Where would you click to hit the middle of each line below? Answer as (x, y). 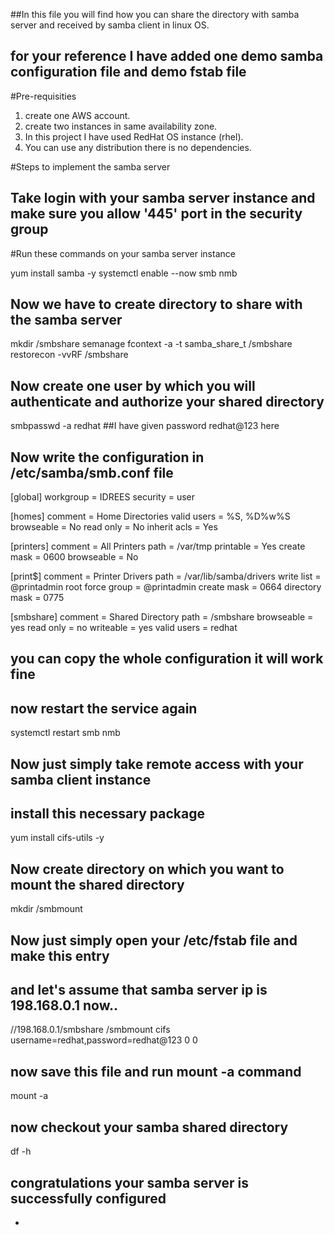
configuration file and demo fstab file (128, 72)
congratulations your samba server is (130, 1182)
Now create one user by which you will (133, 385)
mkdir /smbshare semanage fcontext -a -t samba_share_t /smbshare (151, 344)
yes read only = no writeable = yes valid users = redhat (124, 628)
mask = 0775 (37, 598)
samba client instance (81, 779)
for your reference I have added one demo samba (167, 56)
